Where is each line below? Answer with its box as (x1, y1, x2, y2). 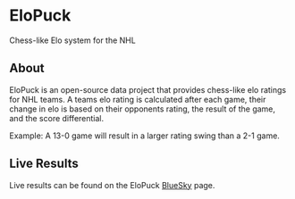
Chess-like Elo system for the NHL (9, 35, 136, 46)
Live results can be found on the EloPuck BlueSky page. (9, 179, 215, 190)
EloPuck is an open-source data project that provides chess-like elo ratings (9, 84, 287, 95)
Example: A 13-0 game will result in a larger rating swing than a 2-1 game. (9, 130, 280, 141)
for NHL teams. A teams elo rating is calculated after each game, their (9, 94, 266, 104)
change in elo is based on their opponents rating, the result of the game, (9, 104, 275, 114)
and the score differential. (9, 112, 105, 123)
